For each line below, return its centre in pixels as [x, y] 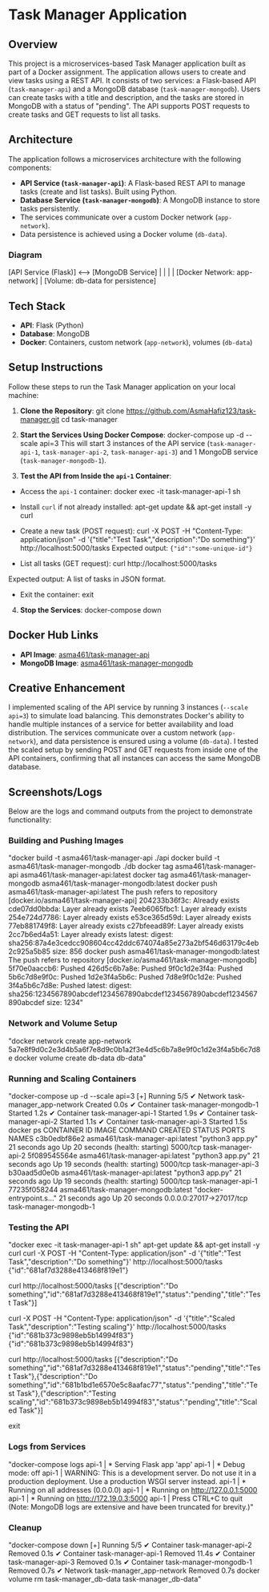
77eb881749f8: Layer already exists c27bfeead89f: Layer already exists [126, 926]
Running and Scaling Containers [72, 1079]
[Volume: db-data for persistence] [100, 281]
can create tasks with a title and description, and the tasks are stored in [126, 97]
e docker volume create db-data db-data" [77, 1058]
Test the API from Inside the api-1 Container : [96, 476]
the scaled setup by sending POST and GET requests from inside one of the [133, 750]
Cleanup [25, 1527]
